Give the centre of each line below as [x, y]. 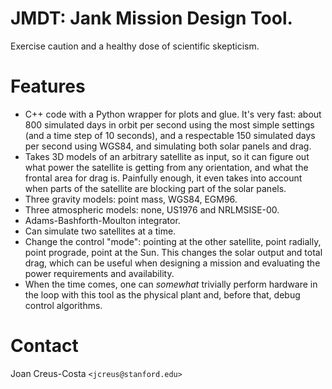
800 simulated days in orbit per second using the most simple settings [169, 124]
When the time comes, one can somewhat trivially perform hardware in [171, 284]
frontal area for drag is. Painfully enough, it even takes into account [163, 178]
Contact [44, 346]
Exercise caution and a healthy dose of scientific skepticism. [135, 46]
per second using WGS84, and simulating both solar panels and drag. [168, 146]
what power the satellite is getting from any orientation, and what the [166, 167]
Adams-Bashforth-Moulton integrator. [102, 220]
